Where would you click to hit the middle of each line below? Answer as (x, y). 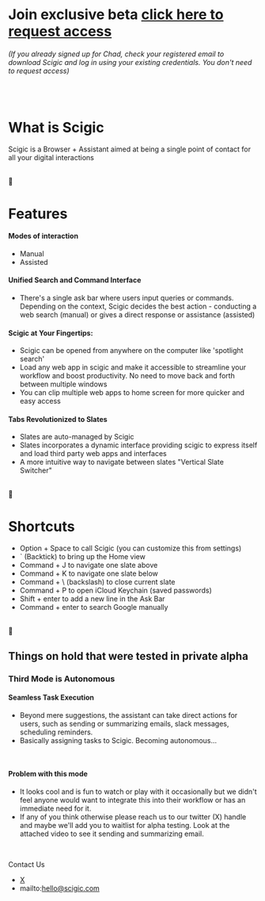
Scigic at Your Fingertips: (51, 333)
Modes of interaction (44, 236)
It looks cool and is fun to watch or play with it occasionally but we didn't (138, 792)
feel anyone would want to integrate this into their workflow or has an (132, 799)
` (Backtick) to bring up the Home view (83, 557)
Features (38, 214)
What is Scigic (56, 127)
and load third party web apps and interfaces (93, 454)
